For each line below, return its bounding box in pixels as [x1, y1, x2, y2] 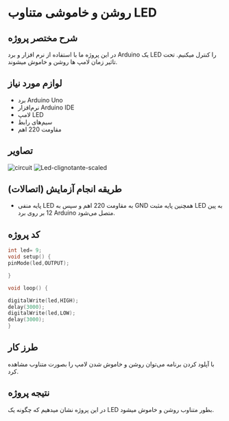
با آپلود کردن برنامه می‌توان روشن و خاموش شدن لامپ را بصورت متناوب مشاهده [8, 360, 215, 368]
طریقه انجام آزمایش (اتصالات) [8, 184, 122, 195]
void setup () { [8, 253, 51, 261]
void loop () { [8, 284, 49, 292]
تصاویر [8, 145, 34, 157]
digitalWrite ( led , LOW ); [8, 310, 76, 317]
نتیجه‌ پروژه [8, 387, 50, 399]
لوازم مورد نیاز [8, 78, 62, 89]
